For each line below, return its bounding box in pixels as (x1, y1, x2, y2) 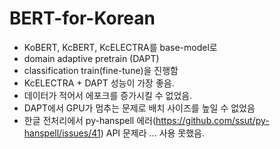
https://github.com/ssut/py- (155, 114, 270, 126)
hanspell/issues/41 (23, 127, 101, 139)
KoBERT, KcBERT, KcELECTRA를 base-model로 (23, 41, 218, 53)
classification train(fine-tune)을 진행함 (23, 64, 179, 76)
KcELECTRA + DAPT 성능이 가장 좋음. (23, 77, 175, 89)
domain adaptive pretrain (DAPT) (23, 52, 160, 64)
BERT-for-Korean (9, 7, 156, 30)
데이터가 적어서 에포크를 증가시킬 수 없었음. (23, 89, 193, 101)
